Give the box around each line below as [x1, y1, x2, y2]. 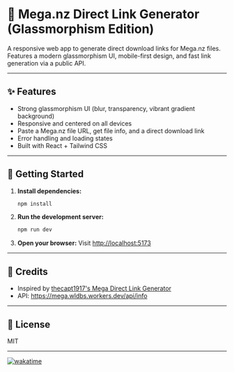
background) [17, 112, 54, 120]
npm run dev [17, 226, 52, 233]
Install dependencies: [17, 186, 82, 195]
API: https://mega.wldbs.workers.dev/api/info [17, 292, 148, 300]
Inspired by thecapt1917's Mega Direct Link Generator [17, 284, 172, 292]
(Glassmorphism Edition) [7, 21, 155, 37]
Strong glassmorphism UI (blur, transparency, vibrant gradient [17, 104, 195, 112]
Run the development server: [17, 213, 104, 221]
